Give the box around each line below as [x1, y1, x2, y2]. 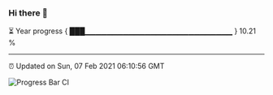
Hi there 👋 [8, 7, 49, 19]
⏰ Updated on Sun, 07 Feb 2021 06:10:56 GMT [8, 61, 165, 71]
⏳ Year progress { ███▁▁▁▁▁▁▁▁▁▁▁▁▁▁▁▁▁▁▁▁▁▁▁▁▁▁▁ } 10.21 [8, 26, 257, 36]
